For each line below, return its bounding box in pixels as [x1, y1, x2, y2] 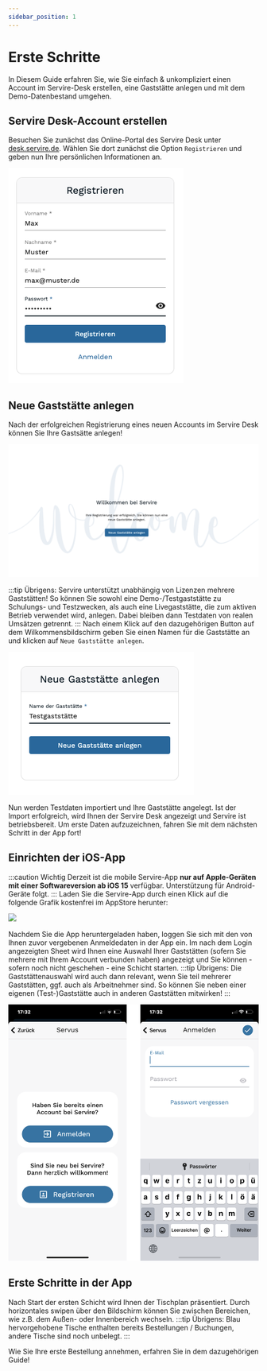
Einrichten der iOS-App [8, 851, 126, 865]
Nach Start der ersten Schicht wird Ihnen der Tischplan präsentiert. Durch [8, 1297, 250, 1307]
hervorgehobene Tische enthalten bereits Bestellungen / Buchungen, [8, 1323, 234, 1332]
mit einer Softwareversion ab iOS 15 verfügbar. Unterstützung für [8, 881, 225, 890]
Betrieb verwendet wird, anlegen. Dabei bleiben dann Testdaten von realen [8, 610, 253, 620]
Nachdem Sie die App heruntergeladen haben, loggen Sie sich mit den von [8, 929, 253, 939]
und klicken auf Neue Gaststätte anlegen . [8, 636, 145, 645]
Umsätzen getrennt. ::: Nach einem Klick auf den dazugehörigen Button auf [8, 618, 254, 628]
